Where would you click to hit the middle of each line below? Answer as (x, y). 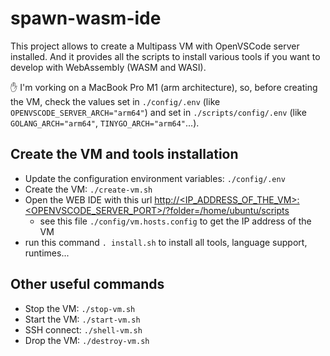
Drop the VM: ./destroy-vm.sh (87, 340)
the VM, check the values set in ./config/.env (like (115, 101)
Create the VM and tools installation (124, 154)
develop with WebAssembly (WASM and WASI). (108, 67)
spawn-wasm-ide (86, 18)
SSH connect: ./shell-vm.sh (83, 329)
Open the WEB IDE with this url (88, 199)
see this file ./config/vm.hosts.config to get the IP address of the (175, 221)
